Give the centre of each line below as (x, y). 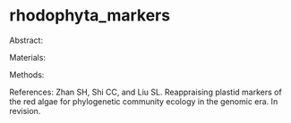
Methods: (27, 74)
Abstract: (26, 40)
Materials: (28, 57)
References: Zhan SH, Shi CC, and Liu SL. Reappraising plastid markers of (145, 92)
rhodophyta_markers (90, 16)
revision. (25, 111)
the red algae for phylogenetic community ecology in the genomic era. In (144, 101)
